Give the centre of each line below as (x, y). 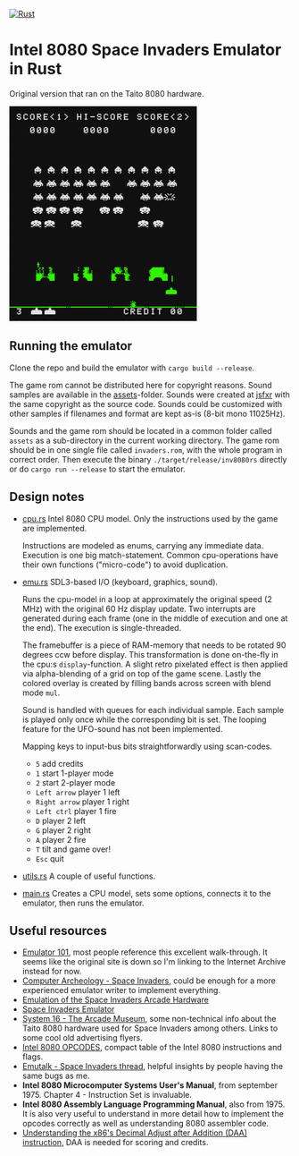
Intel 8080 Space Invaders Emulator (145, 50)
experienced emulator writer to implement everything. (121, 990)
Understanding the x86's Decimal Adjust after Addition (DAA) (135, 1133)
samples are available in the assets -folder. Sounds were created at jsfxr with (149, 395)
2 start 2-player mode (75, 782)
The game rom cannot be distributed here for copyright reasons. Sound (141, 385)
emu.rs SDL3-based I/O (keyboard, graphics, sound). (120, 582)
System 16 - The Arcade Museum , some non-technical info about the (149, 1019)
